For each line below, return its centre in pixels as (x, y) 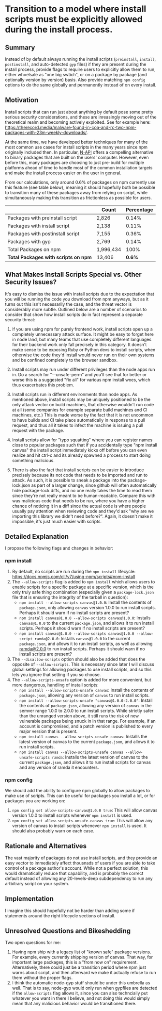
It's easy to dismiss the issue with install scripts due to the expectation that (80, 294)
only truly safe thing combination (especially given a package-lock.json (83, 592)
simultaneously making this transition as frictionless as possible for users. (79, 198)
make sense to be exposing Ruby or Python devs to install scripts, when (84, 349)
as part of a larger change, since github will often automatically (94, 485)
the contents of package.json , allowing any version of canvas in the (85, 705)
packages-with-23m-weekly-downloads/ (46, 133)
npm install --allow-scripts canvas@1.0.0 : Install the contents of (85, 602)
